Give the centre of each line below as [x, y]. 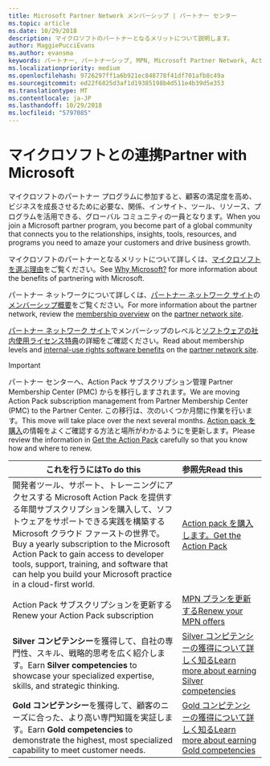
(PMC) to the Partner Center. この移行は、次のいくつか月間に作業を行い [127, 410]
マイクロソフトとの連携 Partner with [128, 156]
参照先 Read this [213, 469]
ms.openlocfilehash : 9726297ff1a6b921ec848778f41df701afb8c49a [117, 76]
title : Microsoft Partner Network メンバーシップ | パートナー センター [123, 16]
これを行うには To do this [93, 469]
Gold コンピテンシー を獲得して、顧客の [87, 705]
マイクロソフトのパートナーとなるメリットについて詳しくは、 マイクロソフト [135, 259]
